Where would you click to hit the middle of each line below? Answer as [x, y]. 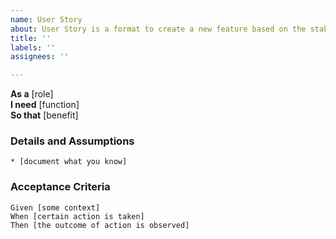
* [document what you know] [69, 162]
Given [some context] [55, 207]
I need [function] [45, 105]
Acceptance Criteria [60, 187]
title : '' [31, 38]
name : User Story [46, 19]
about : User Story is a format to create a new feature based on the [158, 29]
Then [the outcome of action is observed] [100, 225]
